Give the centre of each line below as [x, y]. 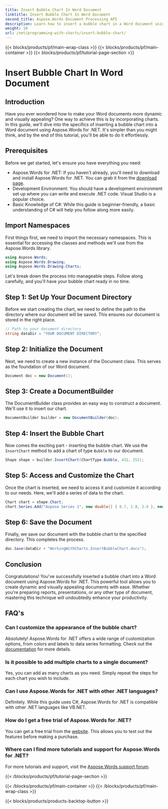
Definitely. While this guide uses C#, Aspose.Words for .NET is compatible [81, 702]
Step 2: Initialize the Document [54, 349]
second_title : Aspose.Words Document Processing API [61, 19]
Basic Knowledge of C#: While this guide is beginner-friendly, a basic [84, 204]
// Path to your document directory [43, 329]
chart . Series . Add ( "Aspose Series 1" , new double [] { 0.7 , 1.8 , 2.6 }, [80, 506]
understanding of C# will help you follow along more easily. [73, 209]
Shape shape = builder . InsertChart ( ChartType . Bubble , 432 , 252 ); [74, 460]
